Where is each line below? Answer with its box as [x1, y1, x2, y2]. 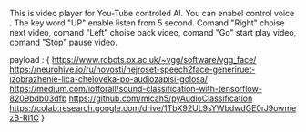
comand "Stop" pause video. [9, 36, 118, 47]
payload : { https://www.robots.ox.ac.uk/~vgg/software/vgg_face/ [9, 55, 257, 65]
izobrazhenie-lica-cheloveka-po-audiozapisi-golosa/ [9, 74, 208, 85]
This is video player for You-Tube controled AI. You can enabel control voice [9, 8, 295, 18]
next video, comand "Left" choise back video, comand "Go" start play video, [9, 27, 297, 37]
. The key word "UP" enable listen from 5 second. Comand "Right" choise [9, 17, 285, 28]
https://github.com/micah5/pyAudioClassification [68, 93, 253, 104]
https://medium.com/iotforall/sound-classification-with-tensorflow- [9, 84, 262, 94]
